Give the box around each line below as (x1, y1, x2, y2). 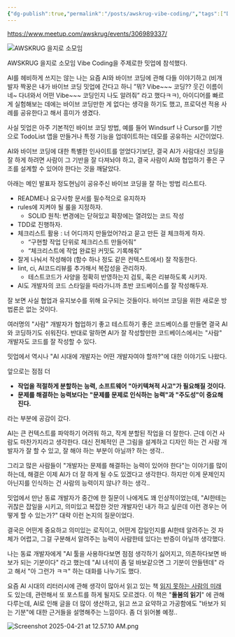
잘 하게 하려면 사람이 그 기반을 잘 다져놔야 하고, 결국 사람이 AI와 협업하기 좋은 (7, 155, 218, 164)
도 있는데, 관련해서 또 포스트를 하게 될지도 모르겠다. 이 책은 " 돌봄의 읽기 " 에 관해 (7, 590, 225, 599)
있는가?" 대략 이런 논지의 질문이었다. (34, 511, 134, 519)
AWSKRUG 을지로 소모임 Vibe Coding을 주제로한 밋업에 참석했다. (7, 59, 187, 67)
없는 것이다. (25, 305, 58, 313)
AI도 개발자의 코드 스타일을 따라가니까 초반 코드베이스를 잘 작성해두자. (17, 281, 208, 290)
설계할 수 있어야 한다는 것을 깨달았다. (20, 164, 121, 173)
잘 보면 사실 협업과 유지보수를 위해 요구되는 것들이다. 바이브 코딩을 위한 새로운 (7, 296, 220, 305)
